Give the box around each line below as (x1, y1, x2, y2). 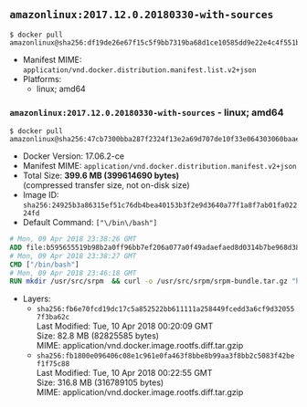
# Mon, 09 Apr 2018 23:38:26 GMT (9, 235, 137, 244)
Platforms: (22, 73, 62, 84)
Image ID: (22, 190, 59, 201)
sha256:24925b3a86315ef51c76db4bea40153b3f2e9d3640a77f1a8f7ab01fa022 (22, 201, 298, 210)
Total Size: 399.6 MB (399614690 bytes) (22, 170, 180, 182)
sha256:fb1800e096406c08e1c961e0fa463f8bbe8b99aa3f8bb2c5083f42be (36, 351, 295, 360)
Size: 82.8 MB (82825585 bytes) (36, 330, 160, 341)
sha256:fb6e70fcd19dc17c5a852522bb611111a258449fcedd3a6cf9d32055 (36, 305, 295, 314)
